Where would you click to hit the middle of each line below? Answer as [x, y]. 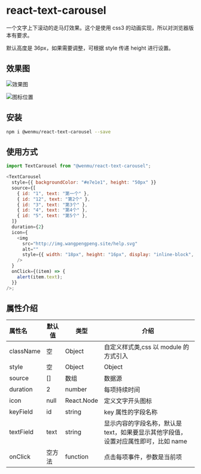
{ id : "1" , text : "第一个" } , [53, 193]
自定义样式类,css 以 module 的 [147, 347]
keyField [21, 412]
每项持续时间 [122, 390]
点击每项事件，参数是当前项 [143, 457]
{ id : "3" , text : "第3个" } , [52, 205]
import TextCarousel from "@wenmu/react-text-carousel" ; [79, 166]
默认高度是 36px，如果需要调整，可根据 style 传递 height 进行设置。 [90, 48]
